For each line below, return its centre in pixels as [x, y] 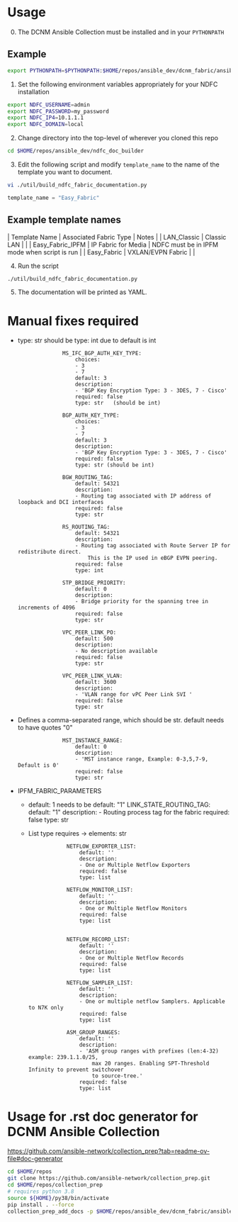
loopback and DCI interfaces [61, 503]
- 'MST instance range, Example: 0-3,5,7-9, [142, 759]
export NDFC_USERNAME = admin [49, 105]
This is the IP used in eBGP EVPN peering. [153, 558]
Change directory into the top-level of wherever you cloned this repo [118, 138]
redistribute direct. [49, 552]
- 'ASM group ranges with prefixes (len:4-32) [149, 1051]
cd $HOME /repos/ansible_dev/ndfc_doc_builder [75, 151]
